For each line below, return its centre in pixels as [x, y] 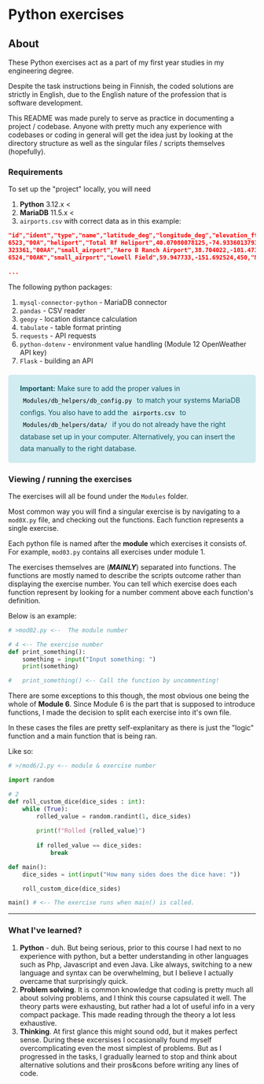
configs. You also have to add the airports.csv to [103, 412]
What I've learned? [45, 930]
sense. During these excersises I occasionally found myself [115, 1039]
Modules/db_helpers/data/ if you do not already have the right [125, 425]
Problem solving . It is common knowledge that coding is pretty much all [136, 989]
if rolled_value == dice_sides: [90, 846]
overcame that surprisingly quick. [73, 981]
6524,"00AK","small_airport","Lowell [70, 258]
